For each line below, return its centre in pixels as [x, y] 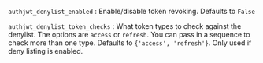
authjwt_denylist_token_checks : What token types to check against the [125, 26]
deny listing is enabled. [46, 51]
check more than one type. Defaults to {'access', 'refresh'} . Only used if [130, 43]
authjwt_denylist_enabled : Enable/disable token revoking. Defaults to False [132, 11]
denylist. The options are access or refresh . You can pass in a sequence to [129, 35]
